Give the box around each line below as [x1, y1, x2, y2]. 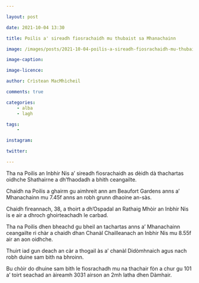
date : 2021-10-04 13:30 [6, 24, 65, 30]
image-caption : [6, 57, 44, 63]
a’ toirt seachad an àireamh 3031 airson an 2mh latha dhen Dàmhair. [6, 271, 172, 278]
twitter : [6, 148, 28, 154]
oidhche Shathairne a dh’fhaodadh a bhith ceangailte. [6, 176, 137, 183]
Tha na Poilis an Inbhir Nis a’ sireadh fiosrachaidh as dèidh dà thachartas [6, 170, 184, 177]
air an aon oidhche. [6, 236, 53, 243]
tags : [6, 121, 20, 128]
